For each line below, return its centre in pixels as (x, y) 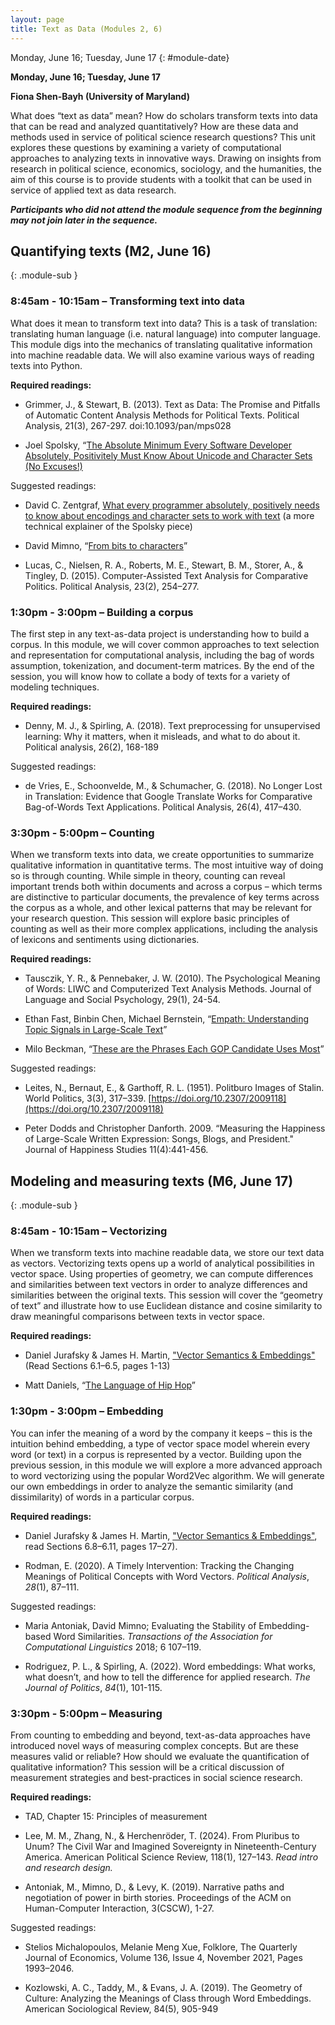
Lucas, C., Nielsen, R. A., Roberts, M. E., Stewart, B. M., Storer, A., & (164, 565)
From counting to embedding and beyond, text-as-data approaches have (160, 1735)
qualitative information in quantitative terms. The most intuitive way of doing (167, 865)
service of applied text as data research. (93, 190)
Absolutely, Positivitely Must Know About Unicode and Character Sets (168, 455)
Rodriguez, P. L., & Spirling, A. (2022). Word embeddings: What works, (170, 1666)
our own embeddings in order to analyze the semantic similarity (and (152, 1486)
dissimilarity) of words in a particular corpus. (102, 1497)
